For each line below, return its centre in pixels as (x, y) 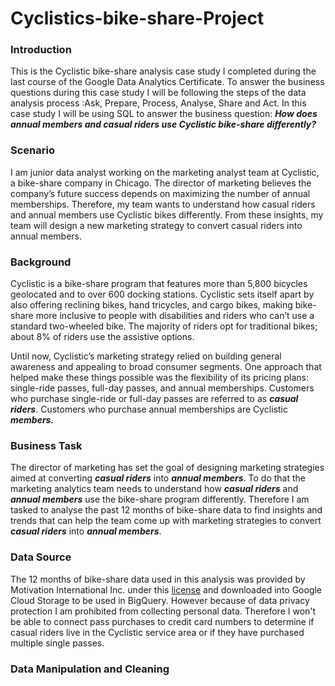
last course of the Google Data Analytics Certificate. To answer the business (167, 82)
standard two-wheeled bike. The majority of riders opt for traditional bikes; (164, 326)
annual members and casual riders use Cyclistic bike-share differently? (163, 124)
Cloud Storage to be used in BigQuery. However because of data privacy (160, 600)
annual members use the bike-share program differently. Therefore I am (160, 499)
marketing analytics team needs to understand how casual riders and (154, 489)
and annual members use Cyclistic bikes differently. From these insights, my (167, 214)
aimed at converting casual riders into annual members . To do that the (158, 478)
